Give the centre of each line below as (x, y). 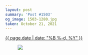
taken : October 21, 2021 (31, 24)
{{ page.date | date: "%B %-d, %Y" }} (44, 38)
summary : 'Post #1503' (29, 14)
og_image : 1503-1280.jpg (31, 19)
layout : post (19, 10)
